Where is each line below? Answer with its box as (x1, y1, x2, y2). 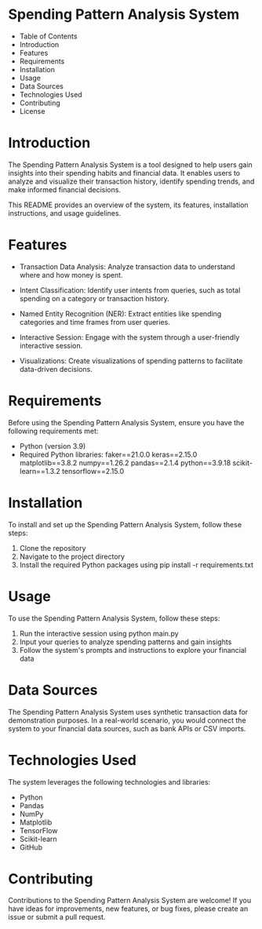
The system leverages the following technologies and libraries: (8, 777, 211, 786)
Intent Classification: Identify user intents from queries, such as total (19, 285, 241, 295)
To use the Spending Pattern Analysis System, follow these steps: (8, 614, 220, 623)
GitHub (19, 842, 43, 852)
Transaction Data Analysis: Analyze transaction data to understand (19, 261, 235, 271)
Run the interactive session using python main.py (19, 628, 179, 638)
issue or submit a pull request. (8, 913, 106, 922)
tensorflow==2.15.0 (61, 466, 125, 475)
